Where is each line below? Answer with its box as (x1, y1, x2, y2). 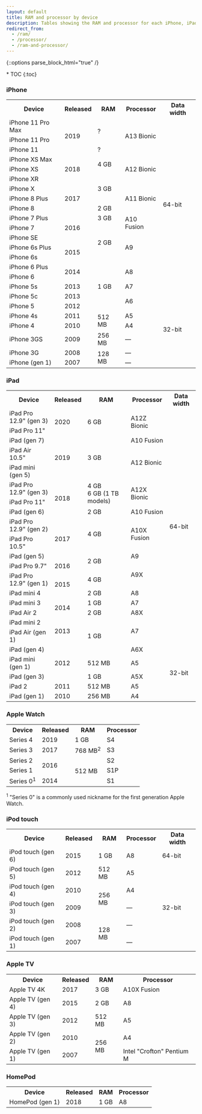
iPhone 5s (9, 282, 38, 291)
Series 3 (9, 746, 33, 754)
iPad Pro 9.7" (9, 562, 47, 571)
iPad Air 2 (9, 608, 37, 617)
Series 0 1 (9, 776, 36, 785)
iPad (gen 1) (9, 692, 44, 701)
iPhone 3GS (9, 335, 43, 344)
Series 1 (9, 766, 33, 775)
